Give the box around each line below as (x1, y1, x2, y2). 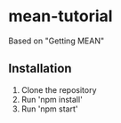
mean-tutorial (8, 6, 113, 27)
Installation (8, 61, 72, 76)
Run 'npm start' (20, 104, 78, 114)
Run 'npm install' (20, 94, 84, 104)
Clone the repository (20, 84, 97, 95)
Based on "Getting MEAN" (8, 35, 104, 46)
